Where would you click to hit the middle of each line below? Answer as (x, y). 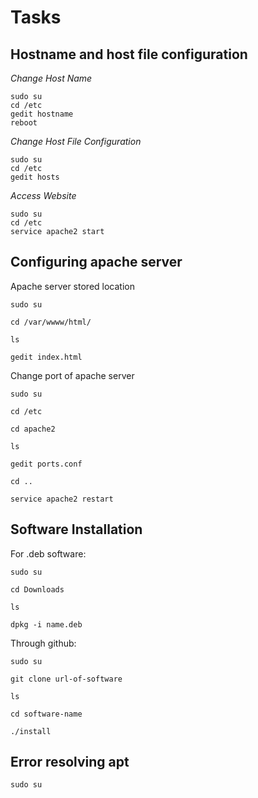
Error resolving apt (70, 762)
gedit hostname (42, 114)
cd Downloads (37, 589)
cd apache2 (33, 429)
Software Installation (76, 529)
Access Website (43, 195)
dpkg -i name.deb (46, 624)
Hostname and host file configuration (129, 54)
